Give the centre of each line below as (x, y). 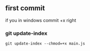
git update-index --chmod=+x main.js (45, 44)
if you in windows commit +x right (41, 20)
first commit (25, 8)
